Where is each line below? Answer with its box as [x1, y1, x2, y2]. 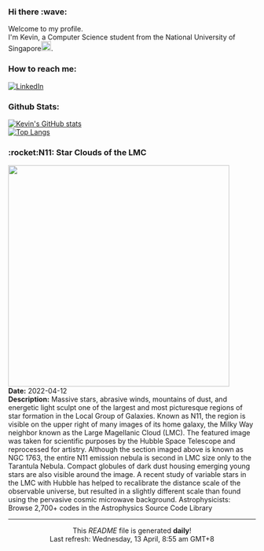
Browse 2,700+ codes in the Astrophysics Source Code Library [8, 503, 213, 513]
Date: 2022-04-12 [8, 386, 68, 396]
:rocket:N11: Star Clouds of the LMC [8, 146, 147, 157]
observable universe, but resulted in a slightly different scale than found [8, 486, 241, 496]
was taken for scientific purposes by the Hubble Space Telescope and [8, 436, 236, 446]
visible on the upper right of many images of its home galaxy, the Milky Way [8, 420, 254, 429]
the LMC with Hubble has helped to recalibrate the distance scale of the [8, 479, 241, 488]
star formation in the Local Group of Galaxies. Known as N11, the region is [8, 412, 246, 421]
